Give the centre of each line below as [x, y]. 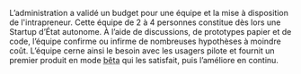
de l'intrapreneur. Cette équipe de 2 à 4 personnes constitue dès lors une [145, 22]
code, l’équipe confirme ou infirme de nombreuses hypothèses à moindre [145, 41]
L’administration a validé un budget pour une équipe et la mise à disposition [149, 13]
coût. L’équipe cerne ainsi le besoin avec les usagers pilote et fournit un [142, 51]
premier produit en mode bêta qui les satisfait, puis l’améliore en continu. [144, 60]
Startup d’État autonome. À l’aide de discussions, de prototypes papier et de [150, 32]
